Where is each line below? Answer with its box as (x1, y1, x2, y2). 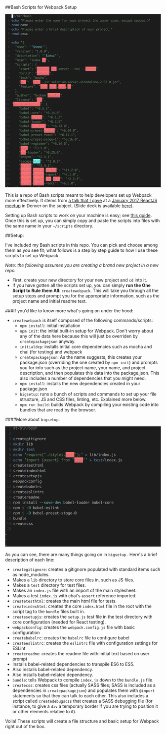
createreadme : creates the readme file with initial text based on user (12, 650, 150, 656)
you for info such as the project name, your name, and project (19, 364, 146, 371)
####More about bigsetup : (5, 416, 60, 422)
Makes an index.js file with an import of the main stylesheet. (12, 587, 137, 593)
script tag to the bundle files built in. (12, 608, 85, 614)
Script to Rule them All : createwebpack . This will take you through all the (12, 287, 159, 293)
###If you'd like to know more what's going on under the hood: (5, 307, 134, 314)
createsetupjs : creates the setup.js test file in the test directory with (12, 614, 153, 620)
